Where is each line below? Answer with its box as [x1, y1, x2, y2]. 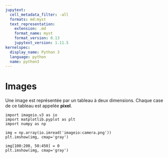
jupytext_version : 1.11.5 [14, 40, 69, 45]
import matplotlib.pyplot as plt [5, 117, 76, 122]
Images [5, 81, 37, 92]
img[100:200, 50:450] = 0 [5, 143, 60, 149]
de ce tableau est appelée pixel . [5, 103, 72, 109]
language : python [10, 54, 46, 60]
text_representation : [10, 21, 55, 27]
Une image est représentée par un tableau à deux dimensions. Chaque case [5, 97, 163, 103]
